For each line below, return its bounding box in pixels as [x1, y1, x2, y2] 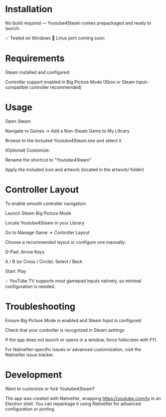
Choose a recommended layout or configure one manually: [5, 239, 126, 245]
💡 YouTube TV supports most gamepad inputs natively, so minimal [5, 278, 142, 284]
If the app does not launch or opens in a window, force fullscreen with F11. [5, 337, 158, 343]
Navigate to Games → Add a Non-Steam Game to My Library [5, 128, 130, 134]
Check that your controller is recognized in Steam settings [5, 327, 125, 333]
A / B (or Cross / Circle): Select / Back [5, 258, 83, 264]
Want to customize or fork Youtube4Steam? [5, 386, 95, 392]
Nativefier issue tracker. [5, 352, 54, 358]
